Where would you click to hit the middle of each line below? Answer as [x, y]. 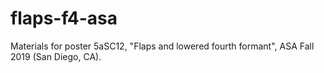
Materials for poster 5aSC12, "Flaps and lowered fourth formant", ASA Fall [162, 46]
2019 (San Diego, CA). [56, 56]
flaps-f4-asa [64, 18]
